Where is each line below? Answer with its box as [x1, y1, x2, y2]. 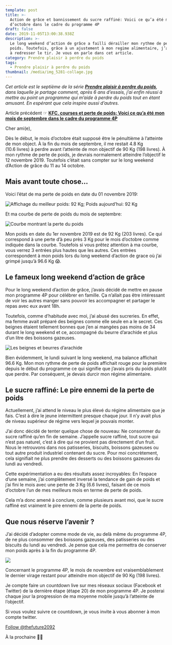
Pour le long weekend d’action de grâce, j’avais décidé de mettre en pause [5, 286, 163, 292]
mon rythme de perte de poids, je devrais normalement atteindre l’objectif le [5, 152, 166, 158]
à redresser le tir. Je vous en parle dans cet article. [10, 50, 134, 55]
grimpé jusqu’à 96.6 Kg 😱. [5, 258, 61, 264]
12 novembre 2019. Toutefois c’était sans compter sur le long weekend [5, 157, 154, 163]
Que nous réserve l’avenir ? [5, 517, 95, 526]
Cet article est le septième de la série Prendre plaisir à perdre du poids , [5, 84, 158, 90]
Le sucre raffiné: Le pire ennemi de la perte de [5, 386, 155, 395]
